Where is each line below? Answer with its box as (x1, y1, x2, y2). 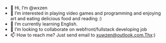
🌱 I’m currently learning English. (10, 21, 78, 27)
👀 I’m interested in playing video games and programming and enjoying (10, 10, 161, 16)
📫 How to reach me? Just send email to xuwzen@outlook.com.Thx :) (10, 32, 156, 38)
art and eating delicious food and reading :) (10, 16, 102, 21)
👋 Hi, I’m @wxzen (10, 5, 48, 11)
